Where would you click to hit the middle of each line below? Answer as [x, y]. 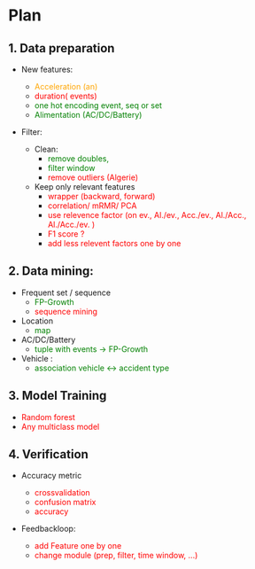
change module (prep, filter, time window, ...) [116, 556]
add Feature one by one [78, 546]
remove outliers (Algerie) [93, 177]
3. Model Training [58, 396]
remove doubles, [78, 159]
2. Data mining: [51, 271]
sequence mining [66, 311]
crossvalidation [62, 493]
